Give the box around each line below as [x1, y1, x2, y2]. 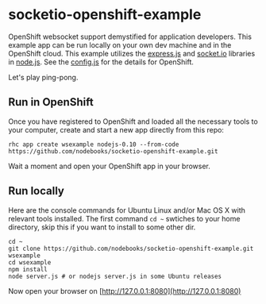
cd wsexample [8, 258, 52, 267]
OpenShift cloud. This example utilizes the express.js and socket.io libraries [8, 48, 256, 58]
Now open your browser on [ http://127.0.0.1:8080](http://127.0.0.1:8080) [8, 286, 241, 295]
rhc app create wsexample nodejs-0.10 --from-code [8, 140, 179, 148]
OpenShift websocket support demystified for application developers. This [8, 32, 253, 41]
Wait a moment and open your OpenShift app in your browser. [8, 161, 210, 171]
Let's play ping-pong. [8, 72, 79, 82]
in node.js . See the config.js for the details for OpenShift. [8, 57, 195, 67]
